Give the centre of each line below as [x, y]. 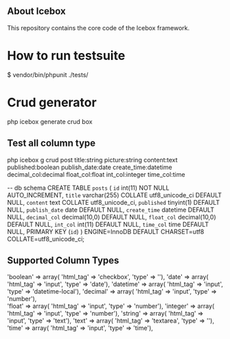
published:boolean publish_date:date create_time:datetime [90, 167]
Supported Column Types [63, 260]
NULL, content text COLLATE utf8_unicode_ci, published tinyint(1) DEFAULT [114, 202]
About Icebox [37, 11]
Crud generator [52, 102]
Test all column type [51, 143]
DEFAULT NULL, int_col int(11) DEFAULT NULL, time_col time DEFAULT [108, 224]
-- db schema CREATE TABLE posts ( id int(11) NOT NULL [88, 188]
